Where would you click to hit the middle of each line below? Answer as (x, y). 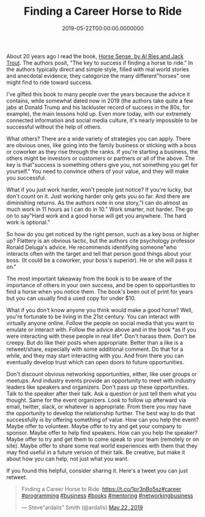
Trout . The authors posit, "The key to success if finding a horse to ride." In (100, 63)
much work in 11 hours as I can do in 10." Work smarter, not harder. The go (100, 209)
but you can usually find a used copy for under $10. (71, 298)
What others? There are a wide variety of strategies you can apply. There (99, 139)
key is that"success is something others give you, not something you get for (102, 164)
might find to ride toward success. (50, 82)
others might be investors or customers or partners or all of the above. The (101, 158)
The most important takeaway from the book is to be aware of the (89, 278)
